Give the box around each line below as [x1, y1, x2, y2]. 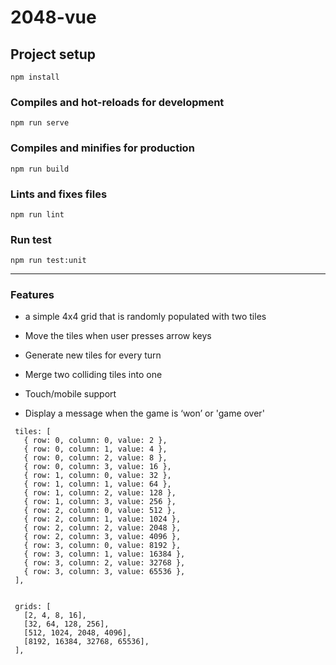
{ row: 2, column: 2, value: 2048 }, [23, 523, 182, 533]
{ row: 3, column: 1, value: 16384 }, [23, 549, 186, 560]
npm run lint [10, 209, 65, 220]
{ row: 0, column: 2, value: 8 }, [23, 453, 168, 463]
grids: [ [14, 602, 52, 612]
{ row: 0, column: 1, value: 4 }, [23, 444, 168, 455]
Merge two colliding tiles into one [24, 369, 163, 381]
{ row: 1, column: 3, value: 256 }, [23, 497, 177, 507]
